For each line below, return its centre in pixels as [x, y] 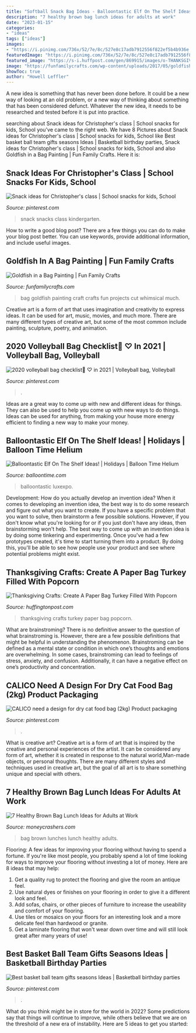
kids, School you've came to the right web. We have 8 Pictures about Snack [97, 130]
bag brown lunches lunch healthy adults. [69, 838]
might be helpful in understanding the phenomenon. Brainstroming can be [95, 642]
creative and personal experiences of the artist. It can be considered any [93, 749]
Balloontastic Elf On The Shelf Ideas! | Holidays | [96, 441]
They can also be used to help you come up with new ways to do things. [93, 410]
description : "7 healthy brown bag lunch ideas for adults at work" [91, 17]
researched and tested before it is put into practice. [68, 112]
